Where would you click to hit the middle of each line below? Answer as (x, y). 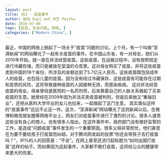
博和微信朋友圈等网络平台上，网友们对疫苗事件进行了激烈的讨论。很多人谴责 (83, 115)
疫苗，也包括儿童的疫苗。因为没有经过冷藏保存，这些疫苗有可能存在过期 (87, 78)
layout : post (19, 10)
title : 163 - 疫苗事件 (27, 14)
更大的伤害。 (22, 153)
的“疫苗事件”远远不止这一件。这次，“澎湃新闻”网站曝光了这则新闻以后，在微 (83, 109)
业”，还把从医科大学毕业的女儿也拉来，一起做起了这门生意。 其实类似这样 (80, 103)
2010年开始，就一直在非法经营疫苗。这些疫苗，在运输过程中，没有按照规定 (82, 60)
